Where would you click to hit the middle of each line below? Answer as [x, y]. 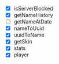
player [21, 55]
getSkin [23, 42]
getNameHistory [33, 15]
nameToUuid [29, 28]
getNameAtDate [33, 22]
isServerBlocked [33, 9]
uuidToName [29, 35]
